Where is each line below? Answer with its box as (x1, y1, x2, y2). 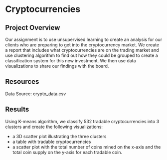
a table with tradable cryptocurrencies (12, 139, 91, 145)
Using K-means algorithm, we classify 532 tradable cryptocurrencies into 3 (5, 118, 160, 124)
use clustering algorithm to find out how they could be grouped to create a (5, 52, 158, 58)
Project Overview (5, 23, 60, 32)
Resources (5, 77, 39, 86)
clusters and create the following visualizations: (5, 124, 103, 130)
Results (5, 105, 29, 114)
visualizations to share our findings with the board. (5, 63, 109, 69)
